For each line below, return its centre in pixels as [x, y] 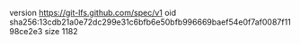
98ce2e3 [26, 31]
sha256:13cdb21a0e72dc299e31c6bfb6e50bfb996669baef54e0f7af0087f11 [150, 22]
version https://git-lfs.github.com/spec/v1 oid [93, 13]
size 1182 [61, 31]
